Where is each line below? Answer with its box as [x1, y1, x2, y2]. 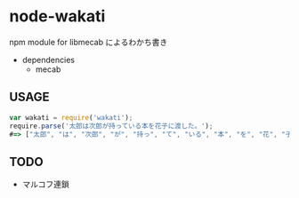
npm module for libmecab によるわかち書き [9, 36, 168, 47]
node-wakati [9, 6, 106, 27]
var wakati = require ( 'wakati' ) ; [9, 113, 133, 122]
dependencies [21, 54, 76, 65]
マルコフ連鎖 [21, 179, 69, 190]
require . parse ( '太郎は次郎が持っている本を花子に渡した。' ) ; [9, 122, 214, 131]
